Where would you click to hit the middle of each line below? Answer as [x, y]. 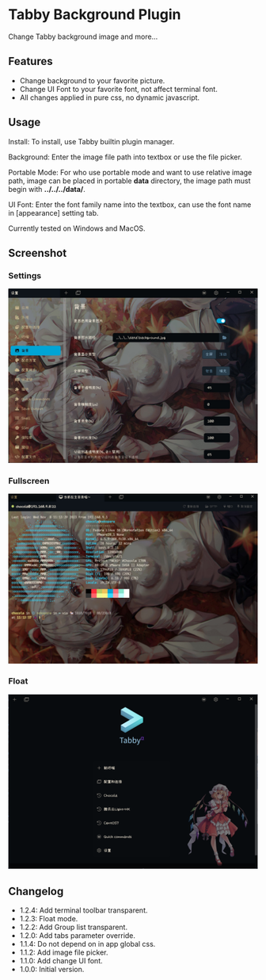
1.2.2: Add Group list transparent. [74, 927]
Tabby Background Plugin [95, 15]
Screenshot [38, 253]
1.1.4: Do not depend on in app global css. [87, 944]
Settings [25, 275]
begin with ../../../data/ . [47, 189]
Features [30, 61]
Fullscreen [29, 480]
